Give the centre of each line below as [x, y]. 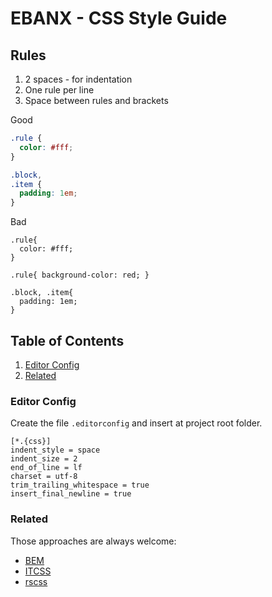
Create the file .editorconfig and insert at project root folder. [136, 423]
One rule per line [59, 90]
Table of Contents [67, 340]
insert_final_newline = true [71, 494]
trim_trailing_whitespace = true [80, 485]
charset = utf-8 [44, 477]
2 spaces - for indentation [78, 79]
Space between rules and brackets [96, 100]
